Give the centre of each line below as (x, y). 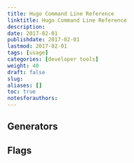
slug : (15, 79)
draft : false (26, 72)
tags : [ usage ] (28, 53)
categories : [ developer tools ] (53, 59)
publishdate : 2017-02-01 (43, 40)
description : (26, 27)
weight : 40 (23, 66)
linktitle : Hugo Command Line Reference (67, 20)
